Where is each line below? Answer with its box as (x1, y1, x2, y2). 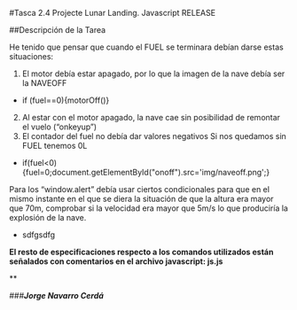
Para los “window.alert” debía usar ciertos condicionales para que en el (9, 184, 270, 194)
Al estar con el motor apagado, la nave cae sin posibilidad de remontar (21, 112, 281, 122)
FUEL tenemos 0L (21, 141, 88, 151)
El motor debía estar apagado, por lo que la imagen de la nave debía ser (21, 68, 285, 79)
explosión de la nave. (9, 213, 87, 222)
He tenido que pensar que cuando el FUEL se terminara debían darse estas (9, 42, 284, 52)
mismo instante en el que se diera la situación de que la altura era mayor (9, 194, 274, 204)
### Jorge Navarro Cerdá (9, 291, 105, 300)
